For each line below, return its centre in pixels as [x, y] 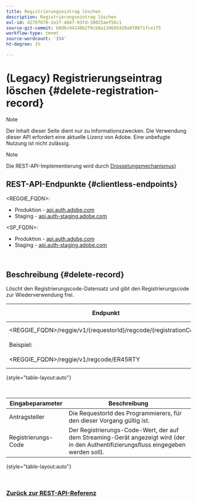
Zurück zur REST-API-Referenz [51, 493]
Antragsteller [27, 417]
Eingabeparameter [36, 404]
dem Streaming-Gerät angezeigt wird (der [127, 438]
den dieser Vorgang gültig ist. [109, 421]
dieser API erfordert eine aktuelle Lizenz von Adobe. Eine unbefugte [88, 137]
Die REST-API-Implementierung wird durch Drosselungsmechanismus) [91, 166]
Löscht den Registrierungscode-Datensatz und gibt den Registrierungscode [98, 289]
